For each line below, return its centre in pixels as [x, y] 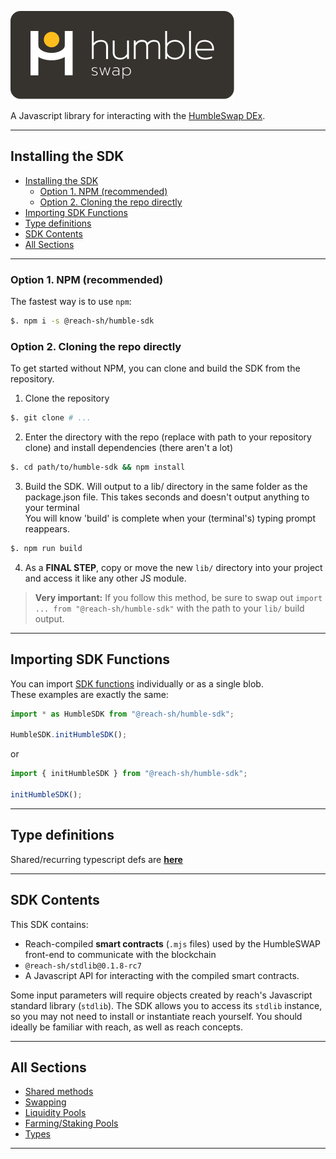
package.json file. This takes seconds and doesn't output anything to [167, 497]
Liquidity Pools [55, 1113]
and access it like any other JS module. [105, 578]
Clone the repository [67, 398]
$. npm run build [46, 549]
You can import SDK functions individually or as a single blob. [137, 683]
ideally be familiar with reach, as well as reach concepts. [127, 1027]
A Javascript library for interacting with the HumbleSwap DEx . [138, 115]
